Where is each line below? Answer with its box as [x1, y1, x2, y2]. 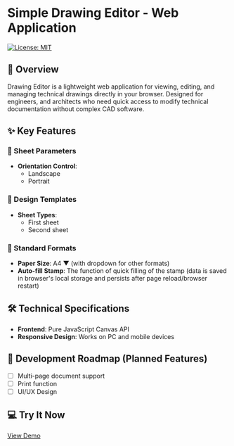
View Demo [7, 431, 41, 440]
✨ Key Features [7, 125, 76, 137]
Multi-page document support [17, 371, 105, 380]
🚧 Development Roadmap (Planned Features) [7, 353, 208, 365]
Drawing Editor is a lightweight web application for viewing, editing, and [7, 82, 215, 91]
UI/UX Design [17, 387, 58, 395]
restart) [17, 281, 40, 290]
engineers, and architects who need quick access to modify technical [7, 97, 209, 106]
